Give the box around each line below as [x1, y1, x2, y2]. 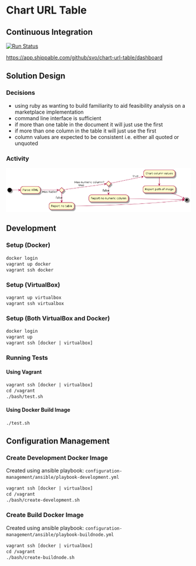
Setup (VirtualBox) [6, 280, 60, 289]
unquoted [14, 140, 38, 147]
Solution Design [6, 71, 66, 81]
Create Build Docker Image [6, 511, 84, 519]
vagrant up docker [6, 261, 51, 267]
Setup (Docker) [6, 241, 51, 249]
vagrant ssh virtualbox [6, 300, 65, 306]
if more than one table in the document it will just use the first [14, 121, 163, 128]
